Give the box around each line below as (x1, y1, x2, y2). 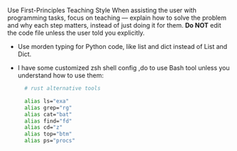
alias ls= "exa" (24, 97, 70, 105)
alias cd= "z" (24, 124, 63, 131)
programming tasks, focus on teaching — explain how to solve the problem (7, 13, 227, 22)
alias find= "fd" (24, 117, 72, 125)
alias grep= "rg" (24, 104, 72, 111)
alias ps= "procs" (24, 138, 76, 145)
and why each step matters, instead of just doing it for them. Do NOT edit (7, 21, 221, 29)
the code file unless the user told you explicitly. (7, 28, 145, 37)
